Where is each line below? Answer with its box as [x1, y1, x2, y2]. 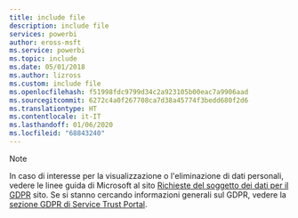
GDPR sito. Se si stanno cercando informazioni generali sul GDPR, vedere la [9, 189, 286, 200]
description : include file [9, 21, 109, 30]
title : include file [9, 12, 86, 22]
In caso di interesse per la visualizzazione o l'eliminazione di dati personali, [9, 170, 285, 181]
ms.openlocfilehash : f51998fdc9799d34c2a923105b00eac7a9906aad [9, 87, 249, 96]
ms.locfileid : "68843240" [9, 129, 105, 138]
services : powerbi [9, 29, 77, 38]
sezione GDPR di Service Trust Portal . [9, 198, 148, 209]
